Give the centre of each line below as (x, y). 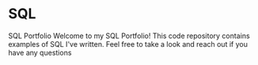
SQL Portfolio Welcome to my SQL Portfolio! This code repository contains (129, 36)
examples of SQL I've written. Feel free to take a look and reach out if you (128, 44)
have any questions (40, 52)
